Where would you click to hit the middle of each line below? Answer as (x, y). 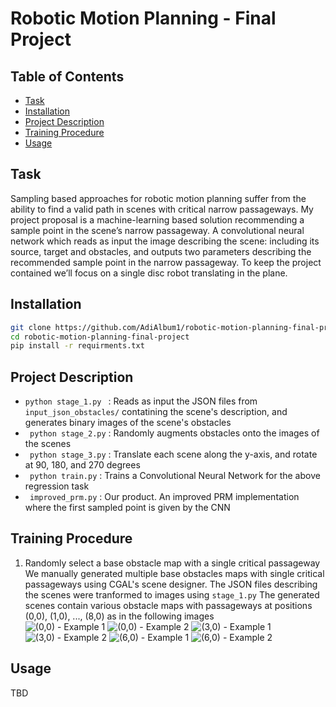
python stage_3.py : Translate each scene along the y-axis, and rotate (173, 454)
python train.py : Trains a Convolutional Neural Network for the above (175, 476)
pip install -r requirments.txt (77, 346)
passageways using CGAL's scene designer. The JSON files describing (171, 584)
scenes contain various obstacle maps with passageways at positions (168, 605)
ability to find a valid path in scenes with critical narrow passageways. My (162, 209)
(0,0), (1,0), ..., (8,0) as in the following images (119, 616)
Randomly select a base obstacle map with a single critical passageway (172, 563)
